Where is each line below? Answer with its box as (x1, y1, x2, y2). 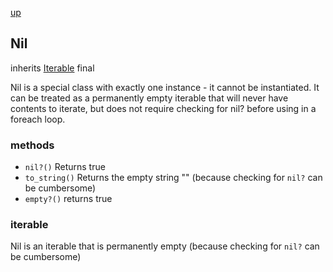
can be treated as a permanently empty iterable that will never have (10, 92, 289, 104)
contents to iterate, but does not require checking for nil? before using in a (10, 102, 317, 114)
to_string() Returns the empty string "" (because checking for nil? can (24, 172, 323, 184)
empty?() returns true (24, 193, 113, 205)
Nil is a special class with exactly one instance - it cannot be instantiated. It (10, 81, 320, 93)
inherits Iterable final (10, 62, 95, 74)
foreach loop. (10, 113, 66, 125)
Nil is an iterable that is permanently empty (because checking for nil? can (10, 240, 320, 252)
